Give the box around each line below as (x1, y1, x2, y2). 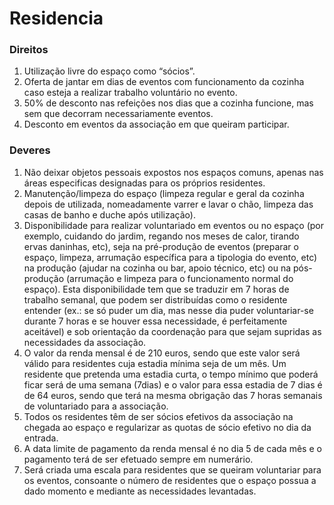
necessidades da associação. (23, 336, 147, 348)
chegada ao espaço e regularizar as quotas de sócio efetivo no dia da (23, 421, 312, 433)
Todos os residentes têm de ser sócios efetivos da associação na (23, 410, 294, 422)
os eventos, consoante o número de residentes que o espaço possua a (23, 474, 317, 486)
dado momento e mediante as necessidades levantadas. (23, 485, 257, 497)
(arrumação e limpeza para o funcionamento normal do (65, 272, 294, 284)
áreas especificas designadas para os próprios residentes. (23, 177, 266, 189)
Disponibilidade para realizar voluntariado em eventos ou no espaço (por (23, 219, 325, 231)
